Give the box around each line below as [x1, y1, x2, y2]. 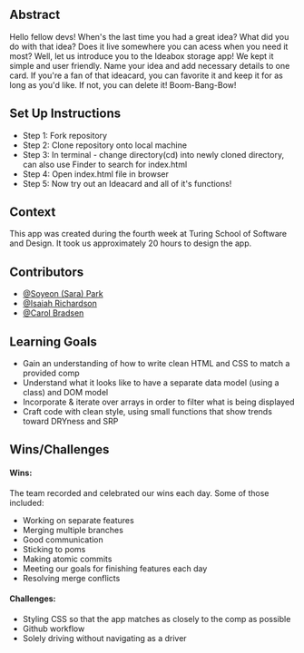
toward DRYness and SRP [22, 416, 119, 427]
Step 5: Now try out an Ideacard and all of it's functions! [22, 178, 232, 189]
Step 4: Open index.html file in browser [22, 168, 170, 180]
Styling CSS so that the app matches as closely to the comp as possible [22, 613, 291, 624]
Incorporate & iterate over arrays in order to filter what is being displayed [22, 396, 295, 407]
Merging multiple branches [22, 524, 124, 535]
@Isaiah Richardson [22, 298, 98, 309]
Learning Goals [9, 334, 98, 349]
